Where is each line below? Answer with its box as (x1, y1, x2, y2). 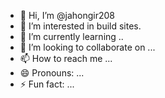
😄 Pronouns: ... (19, 67, 85, 79)
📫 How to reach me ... (19, 53, 113, 64)
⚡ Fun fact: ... (19, 78, 75, 90)
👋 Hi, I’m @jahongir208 (19, 10, 116, 21)
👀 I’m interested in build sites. (19, 20, 142, 32)
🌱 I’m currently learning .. (19, 31, 124, 42)
